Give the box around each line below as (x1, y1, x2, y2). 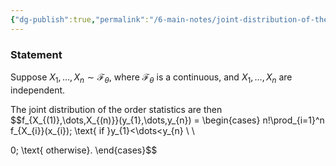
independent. (10, 84, 66, 96)
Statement (10, 47, 63, 61)
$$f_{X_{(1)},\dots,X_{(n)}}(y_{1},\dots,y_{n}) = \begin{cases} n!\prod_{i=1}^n (10, 114, 325, 126)
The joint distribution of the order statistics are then (10, 103, 223, 115)
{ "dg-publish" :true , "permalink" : (10, 14, 150, 25)
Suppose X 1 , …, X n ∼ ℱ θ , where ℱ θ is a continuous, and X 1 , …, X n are (10, 71, 293, 85)
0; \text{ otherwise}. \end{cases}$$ (10, 144, 158, 156)
